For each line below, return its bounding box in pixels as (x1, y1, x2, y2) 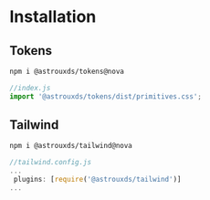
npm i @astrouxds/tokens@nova (9, 67, 125, 76)
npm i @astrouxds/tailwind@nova (9, 142, 132, 151)
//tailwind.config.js (9, 158, 92, 167)
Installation (9, 6, 97, 27)
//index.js (9, 83, 51, 92)
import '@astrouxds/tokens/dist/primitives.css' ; (9, 91, 203, 101)
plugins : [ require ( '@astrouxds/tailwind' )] (13, 175, 182, 184)
